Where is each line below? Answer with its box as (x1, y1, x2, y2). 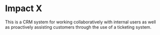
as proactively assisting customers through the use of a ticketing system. (5, 24, 152, 30)
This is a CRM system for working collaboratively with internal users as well (5, 19, 156, 25)
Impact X (5, 3, 42, 14)
